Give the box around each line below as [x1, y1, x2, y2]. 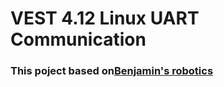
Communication [10, 28, 147, 51]
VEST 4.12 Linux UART [10, 7, 200, 30]
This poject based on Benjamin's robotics [10, 64, 214, 78]
